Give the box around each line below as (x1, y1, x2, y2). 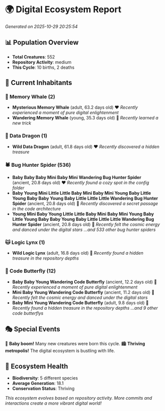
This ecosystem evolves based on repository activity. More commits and (5, 395, 152, 401)
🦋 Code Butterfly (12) (5, 267, 56, 274)
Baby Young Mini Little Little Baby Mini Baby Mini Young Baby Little (12, 190, 151, 196)
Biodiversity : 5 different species (12, 375, 78, 381)
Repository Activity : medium (12, 59, 72, 65)
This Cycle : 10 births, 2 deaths (12, 64, 75, 70)
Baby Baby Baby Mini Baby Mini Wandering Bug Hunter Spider (12, 175, 141, 180)
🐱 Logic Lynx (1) (5, 239, 45, 246)
